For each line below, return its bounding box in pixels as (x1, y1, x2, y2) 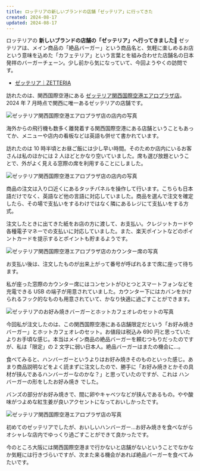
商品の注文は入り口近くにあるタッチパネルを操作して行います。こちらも (6, 185, 183, 193)
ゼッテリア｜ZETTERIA (14, 79, 71, 86)
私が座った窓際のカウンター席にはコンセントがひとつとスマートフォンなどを (6, 281, 193, 288)
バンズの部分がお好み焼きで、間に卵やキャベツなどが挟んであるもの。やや (6, 391, 189, 398)
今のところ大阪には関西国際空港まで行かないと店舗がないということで (6, 444, 179, 451)
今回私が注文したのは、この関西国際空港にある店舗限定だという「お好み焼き (6, 321, 194, 328)
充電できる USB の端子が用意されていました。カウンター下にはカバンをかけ (6, 288, 192, 295)
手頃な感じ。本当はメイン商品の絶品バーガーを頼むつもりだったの (21, 336, 183, 343)
